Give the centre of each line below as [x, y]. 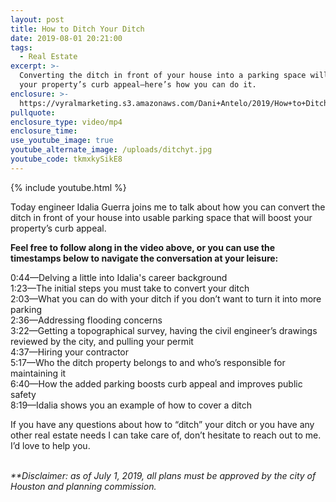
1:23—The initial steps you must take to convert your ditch [130, 288]
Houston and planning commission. [83, 486]
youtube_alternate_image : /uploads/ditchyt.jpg [111, 150]
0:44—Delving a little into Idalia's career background [119, 277]
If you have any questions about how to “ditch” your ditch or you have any [162, 424]
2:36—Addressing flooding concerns [86, 320]
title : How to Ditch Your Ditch [77, 29]
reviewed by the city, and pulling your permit [102, 341]
